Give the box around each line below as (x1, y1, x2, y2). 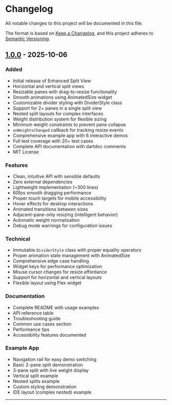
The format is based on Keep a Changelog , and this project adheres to (5, 30, 154, 36)
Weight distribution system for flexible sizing (12, 116, 107, 122)
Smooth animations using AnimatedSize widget (12, 94, 113, 100)
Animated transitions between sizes (12, 206, 89, 212)
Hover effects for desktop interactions (12, 200, 93, 206)
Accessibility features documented (12, 331, 87, 338)
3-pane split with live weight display (12, 367, 89, 373)
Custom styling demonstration (12, 383, 77, 390)
